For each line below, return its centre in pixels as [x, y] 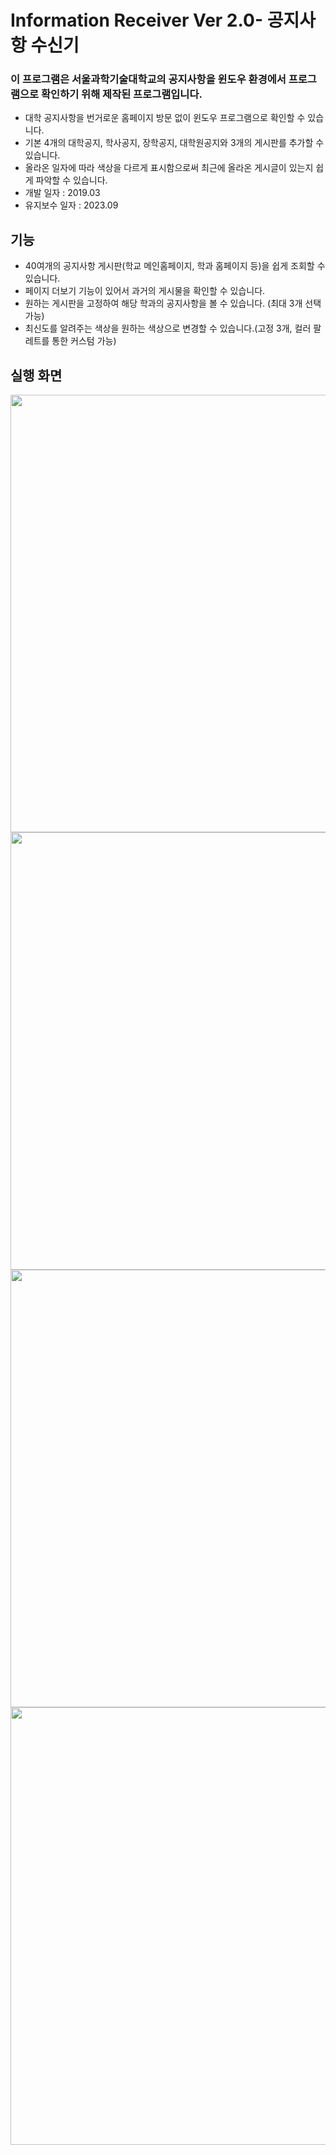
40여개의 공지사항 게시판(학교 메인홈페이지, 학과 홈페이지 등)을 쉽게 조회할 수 [175, 266]
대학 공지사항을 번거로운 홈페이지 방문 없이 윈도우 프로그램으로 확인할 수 [165, 118]
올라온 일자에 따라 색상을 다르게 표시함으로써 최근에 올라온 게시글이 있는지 [169, 168]
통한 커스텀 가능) [84, 341]
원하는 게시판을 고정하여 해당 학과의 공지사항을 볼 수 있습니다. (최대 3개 [163, 303]
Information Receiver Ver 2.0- [137, 20]
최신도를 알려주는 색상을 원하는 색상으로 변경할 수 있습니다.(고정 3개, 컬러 [168, 328]
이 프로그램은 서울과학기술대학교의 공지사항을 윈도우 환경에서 [148, 79]
